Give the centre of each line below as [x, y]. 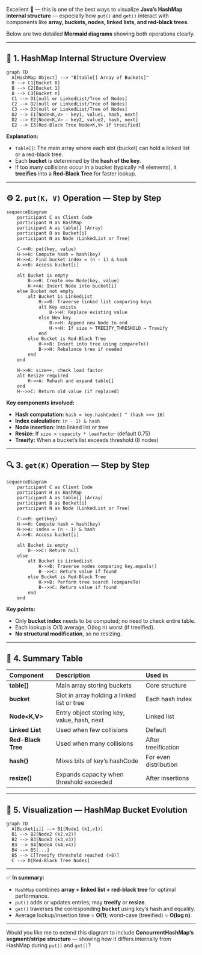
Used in [157, 675]
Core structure [166, 686]
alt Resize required [43, 376]
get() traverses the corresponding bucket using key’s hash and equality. [105, 909]
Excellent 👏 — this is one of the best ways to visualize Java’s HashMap [94, 9]
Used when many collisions [95, 743]
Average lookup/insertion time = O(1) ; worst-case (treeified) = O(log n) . [103, 915]
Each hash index [169, 699]
